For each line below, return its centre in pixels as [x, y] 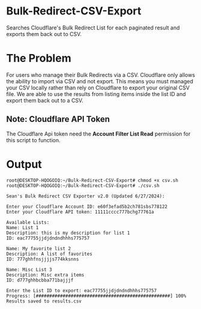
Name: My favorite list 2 [38, 248]
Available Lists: [28, 222]
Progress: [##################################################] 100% [96, 296]
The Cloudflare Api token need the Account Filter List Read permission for [98, 134]
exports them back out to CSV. [44, 34]
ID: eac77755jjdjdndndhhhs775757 [48, 238]
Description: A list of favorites [49, 254]
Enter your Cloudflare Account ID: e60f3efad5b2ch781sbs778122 [87, 206]
